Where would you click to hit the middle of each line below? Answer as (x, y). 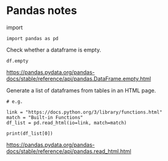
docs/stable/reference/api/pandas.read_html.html (69, 151)
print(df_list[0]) (30, 133)
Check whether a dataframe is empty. (54, 50)
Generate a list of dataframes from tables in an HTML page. (81, 90)
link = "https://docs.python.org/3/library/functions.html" (85, 112)
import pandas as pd (33, 38)
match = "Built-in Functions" (45, 117)
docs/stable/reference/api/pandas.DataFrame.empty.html (79, 78)
